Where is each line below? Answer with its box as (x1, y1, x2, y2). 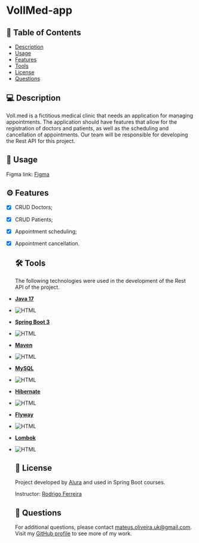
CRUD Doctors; (14, 204, 53, 211)
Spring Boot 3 (14, 318, 50, 325)
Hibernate (14, 388, 41, 395)
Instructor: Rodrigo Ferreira (14, 490, 82, 498)
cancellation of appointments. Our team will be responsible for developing (6, 131, 188, 138)
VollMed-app (6, 4, 73, 17)
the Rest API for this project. (6, 137, 76, 144)
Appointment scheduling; (14, 228, 77, 235)
